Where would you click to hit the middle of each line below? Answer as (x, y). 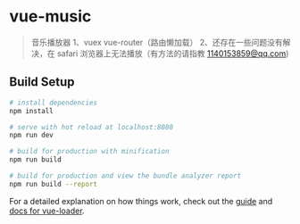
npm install (31, 111)
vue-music (50, 17)
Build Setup (42, 82)
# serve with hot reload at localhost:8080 (92, 127)
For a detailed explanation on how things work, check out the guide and (141, 201)
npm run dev (31, 136)
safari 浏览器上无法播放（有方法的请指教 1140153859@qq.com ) (173, 53)
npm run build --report (54, 184)
